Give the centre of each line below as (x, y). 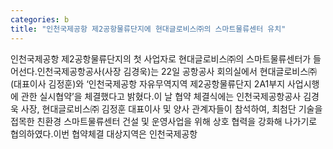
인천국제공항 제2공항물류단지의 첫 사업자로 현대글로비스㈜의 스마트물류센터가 (161, 58)
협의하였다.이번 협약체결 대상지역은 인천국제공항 (104, 133)
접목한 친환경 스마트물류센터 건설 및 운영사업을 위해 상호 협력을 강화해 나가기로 (164, 121)
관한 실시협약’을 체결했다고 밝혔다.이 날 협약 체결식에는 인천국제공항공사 (161, 96)
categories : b (40, 19)
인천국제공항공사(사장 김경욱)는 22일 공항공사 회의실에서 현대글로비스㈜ (177, 71)
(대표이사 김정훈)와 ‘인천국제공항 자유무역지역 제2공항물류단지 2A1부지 (148, 83)
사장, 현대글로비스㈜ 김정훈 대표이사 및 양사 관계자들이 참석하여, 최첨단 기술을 (171, 108)
